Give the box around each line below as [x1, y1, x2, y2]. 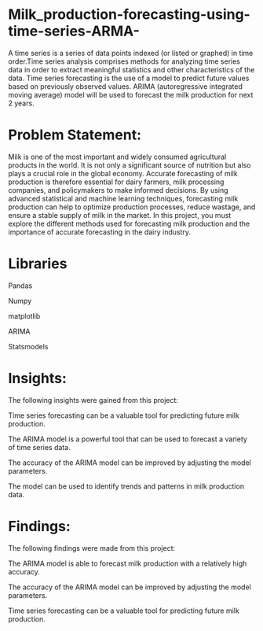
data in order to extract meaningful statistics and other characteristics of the [8, 65, 255, 74]
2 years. [8, 98, 35, 108]
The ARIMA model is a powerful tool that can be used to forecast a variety [8, 434, 247, 444]
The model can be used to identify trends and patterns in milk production [8, 482, 245, 491]
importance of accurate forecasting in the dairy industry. [8, 227, 191, 237]
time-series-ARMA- [8, 22, 140, 40]
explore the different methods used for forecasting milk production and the [8, 219, 250, 228]
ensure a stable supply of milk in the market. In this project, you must [8, 210, 232, 220]
